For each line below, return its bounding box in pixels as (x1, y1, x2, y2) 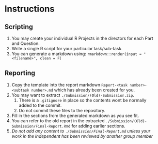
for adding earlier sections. (71, 123, 126, 129)
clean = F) (40, 56, 62, 61)
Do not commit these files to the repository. (18, 107, 106, 113)
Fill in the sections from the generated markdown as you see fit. (11, 113, 139, 118)
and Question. (11, 41, 40, 46)
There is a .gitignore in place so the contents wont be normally (18, 97, 146, 103)
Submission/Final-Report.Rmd (11, 124, 71, 129)
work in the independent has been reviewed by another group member (11, 133, 153, 139)
